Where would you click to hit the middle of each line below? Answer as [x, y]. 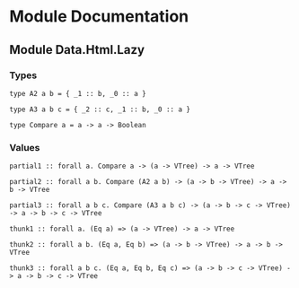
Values [25, 147]
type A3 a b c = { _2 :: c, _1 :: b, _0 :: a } [100, 109]
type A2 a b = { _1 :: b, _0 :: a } [78, 93]
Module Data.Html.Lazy [77, 50]
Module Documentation [99, 17]
